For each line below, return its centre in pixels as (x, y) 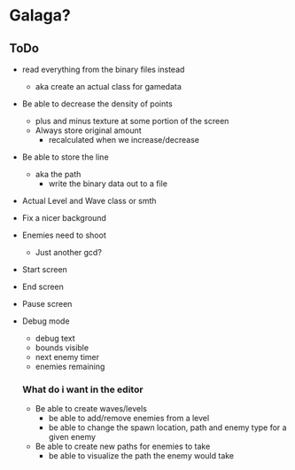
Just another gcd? (68, 252)
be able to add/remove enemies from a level (129, 419)
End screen (43, 286)
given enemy (72, 437)
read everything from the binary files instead (103, 69)
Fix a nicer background (64, 218)
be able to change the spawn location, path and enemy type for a (167, 427)
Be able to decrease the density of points (97, 104)
